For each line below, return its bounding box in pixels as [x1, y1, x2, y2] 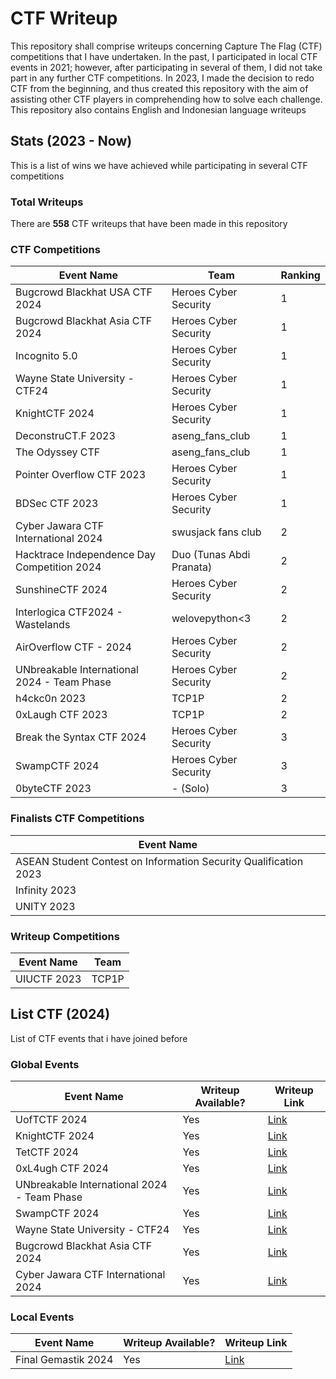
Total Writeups [10, 195, 84, 209]
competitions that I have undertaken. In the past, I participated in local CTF [10, 50, 318, 62]
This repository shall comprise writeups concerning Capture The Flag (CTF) [10, 40, 323, 52]
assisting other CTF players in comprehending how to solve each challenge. [10, 93, 323, 105]
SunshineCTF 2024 [15, 583, 108, 597]
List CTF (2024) [10, 1006, 111, 1023]
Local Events [10, 1310, 75, 1324]
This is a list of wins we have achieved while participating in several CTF [10, 159, 308, 171]
